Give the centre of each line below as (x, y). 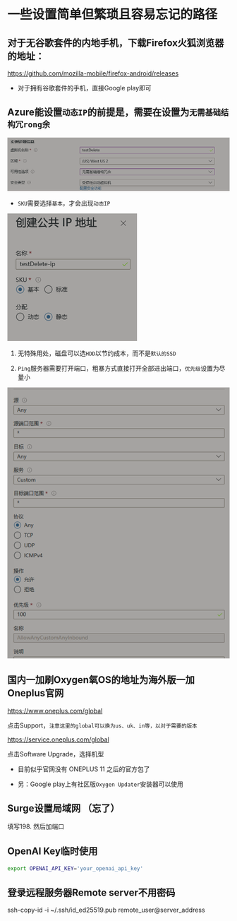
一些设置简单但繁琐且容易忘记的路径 (113, 14)
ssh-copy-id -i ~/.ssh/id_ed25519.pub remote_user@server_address (107, 910)
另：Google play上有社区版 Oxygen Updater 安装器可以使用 (100, 784)
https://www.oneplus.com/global (55, 711)
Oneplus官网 (36, 693)
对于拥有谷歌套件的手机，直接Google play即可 (84, 88)
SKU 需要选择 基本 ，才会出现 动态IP (64, 203)
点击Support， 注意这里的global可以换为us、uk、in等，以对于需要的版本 (102, 725)
